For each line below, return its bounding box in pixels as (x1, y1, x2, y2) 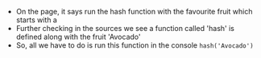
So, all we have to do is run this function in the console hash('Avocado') (15, 41, 254, 50)
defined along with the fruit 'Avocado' (15, 32, 141, 41)
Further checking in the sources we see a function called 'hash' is (15, 24, 235, 33)
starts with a (15, 15, 58, 25)
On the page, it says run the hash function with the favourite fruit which (15, 7, 253, 16)
